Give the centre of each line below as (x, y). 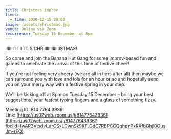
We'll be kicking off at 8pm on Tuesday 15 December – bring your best (79, 94)
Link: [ (12, 115)
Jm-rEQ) (15, 131)
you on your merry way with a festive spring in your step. (66, 84)
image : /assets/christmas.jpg (38, 24)
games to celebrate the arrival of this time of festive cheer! (67, 64)
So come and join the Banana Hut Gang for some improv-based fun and (81, 58)
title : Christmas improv (32, 10)
